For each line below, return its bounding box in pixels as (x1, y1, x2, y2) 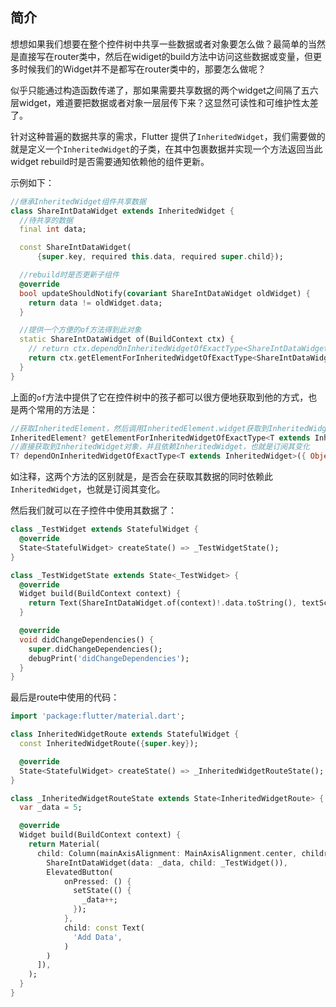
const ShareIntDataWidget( (19, 243, 132, 253)
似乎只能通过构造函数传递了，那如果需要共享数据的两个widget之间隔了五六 (10, 84, 319, 96)
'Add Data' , (73, 932, 123, 942)
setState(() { (73, 886, 132, 896)
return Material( (28, 839, 101, 850)
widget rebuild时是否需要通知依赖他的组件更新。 (10, 155, 210, 167)
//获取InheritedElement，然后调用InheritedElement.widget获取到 (10, 423, 269, 433)
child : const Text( (63, 923, 145, 933)
